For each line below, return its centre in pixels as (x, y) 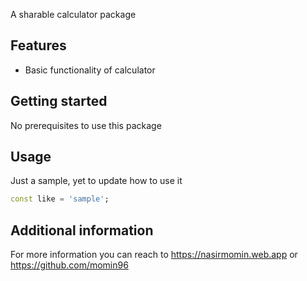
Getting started (59, 101)
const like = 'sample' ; (60, 199)
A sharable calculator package (73, 14)
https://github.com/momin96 (69, 265)
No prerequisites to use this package (86, 125)
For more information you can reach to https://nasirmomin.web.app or (154, 255)
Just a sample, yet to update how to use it (96, 181)
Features (38, 45)
